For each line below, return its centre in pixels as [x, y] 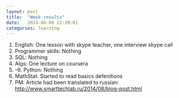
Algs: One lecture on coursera [51, 64]
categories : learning [33, 28]
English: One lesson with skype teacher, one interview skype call [94, 45]
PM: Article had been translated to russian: [67, 83]
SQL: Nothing [31, 57]
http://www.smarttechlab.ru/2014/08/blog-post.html [78, 89]
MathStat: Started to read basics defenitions [68, 76]
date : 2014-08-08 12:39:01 [42, 22]
